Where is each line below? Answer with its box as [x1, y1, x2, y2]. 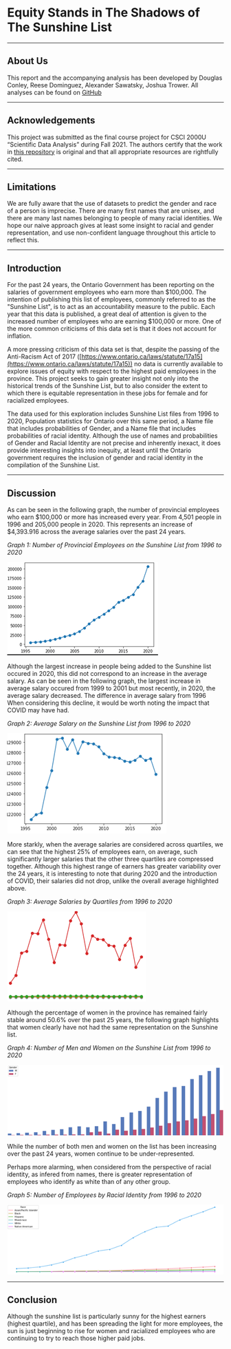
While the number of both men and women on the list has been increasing [7, 1142, 217, 1150]
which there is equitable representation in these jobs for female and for [7, 389, 208, 397]
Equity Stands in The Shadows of [7, 5, 201, 21]
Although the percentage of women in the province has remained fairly [7, 1008, 208, 1017]
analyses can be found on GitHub [7, 88, 102, 96]
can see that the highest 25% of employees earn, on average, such [7, 848, 198, 856]
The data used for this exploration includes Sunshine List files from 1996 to [7, 410, 219, 418]
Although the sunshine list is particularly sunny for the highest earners [7, 1313, 206, 1321]
